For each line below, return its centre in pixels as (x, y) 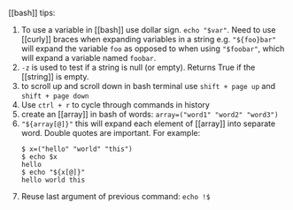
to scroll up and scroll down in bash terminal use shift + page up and (148, 86)
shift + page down (55, 96)
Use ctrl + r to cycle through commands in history (115, 105)
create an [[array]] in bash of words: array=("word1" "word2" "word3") (150, 114)
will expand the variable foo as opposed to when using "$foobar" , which (153, 49)
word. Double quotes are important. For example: (111, 133)
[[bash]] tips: (32, 13)
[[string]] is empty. (55, 77)
